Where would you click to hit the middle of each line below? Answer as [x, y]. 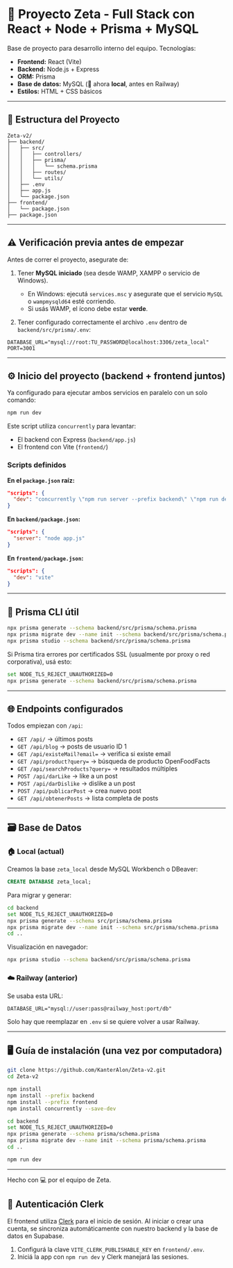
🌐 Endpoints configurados [65, 709]
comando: [21, 400]
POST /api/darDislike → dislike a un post [76, 784]
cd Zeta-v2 [23, 1077]
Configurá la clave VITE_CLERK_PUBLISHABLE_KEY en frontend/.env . [111, 1249]
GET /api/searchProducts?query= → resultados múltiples [97, 769]
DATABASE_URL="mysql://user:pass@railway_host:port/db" [89, 1009]
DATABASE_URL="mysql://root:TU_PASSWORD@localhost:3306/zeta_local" [108, 342]
